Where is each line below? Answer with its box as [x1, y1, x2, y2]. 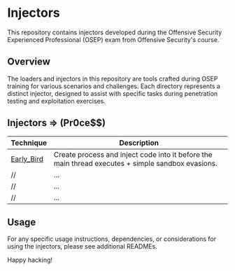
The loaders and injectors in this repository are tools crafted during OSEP [7, 74, 218, 83]
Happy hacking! [7, 256, 53, 264]
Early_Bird [10, 154, 44, 164]
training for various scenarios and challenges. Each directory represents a [7, 82, 220, 90]
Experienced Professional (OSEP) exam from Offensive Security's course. [7, 35, 220, 43]
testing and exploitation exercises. [7, 97, 106, 105]
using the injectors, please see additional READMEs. [7, 242, 157, 251]
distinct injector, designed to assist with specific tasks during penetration [7, 89, 218, 97]
